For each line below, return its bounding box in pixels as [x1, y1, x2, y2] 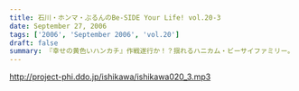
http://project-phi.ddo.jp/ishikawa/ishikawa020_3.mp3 [9, 71, 211, 82]
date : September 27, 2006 [9, 22, 107, 31]
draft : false [9, 38, 59, 48]
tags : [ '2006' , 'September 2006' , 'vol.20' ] [9, 30, 180, 39]
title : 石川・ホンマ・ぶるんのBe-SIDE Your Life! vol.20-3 [9, 13, 221, 23]
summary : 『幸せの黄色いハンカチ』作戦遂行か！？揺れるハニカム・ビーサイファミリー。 [9, 47, 295, 56]
